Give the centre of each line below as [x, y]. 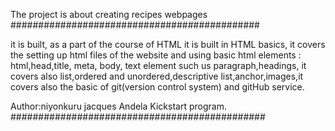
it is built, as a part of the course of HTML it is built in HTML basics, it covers [168, 44]
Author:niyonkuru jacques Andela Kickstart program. [118, 106]
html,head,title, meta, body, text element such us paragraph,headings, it [158, 65]
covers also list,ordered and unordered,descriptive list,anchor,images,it [157, 76]
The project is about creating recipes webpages [109, 14]
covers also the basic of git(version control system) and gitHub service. [157, 87]
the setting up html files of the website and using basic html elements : [156, 55]
